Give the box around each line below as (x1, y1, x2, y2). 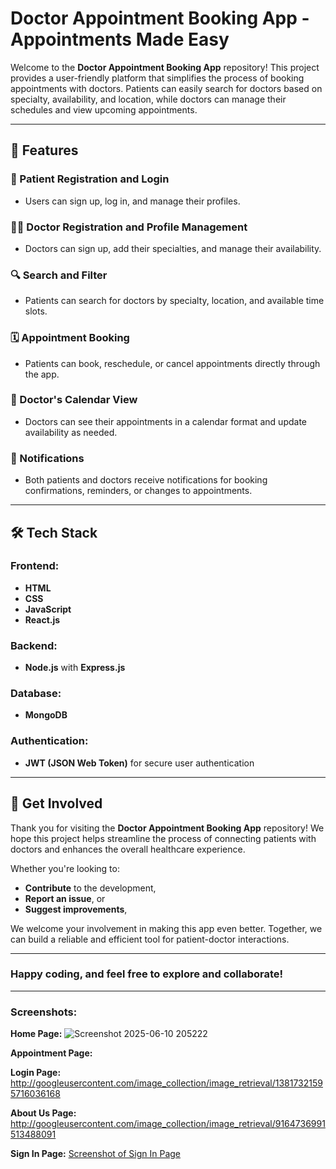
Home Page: (10, 1028, 63, 1040)
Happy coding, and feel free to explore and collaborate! (10, 967, 284, 981)
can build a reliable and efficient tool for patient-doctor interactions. (10, 933, 290, 945)
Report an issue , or (24, 892, 106, 904)
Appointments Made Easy (10, 28, 230, 51)
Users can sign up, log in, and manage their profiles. (24, 195, 241, 207)
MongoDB (24, 709, 68, 721)
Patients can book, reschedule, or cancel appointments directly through (24, 357, 321, 369)
